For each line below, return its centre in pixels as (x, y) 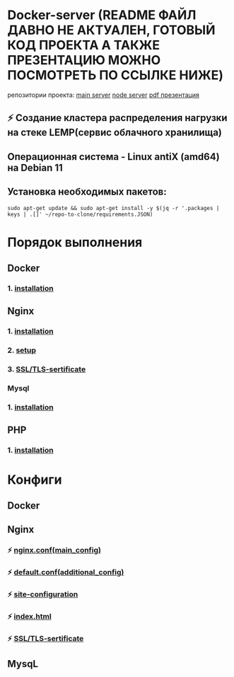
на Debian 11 (35, 167)
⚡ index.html (29, 617)
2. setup (22, 350)
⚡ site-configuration (43, 594)
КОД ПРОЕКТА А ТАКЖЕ (84, 45)
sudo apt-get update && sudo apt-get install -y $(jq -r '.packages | (113, 208)
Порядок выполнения (75, 242)
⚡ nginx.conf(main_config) (54, 550)
